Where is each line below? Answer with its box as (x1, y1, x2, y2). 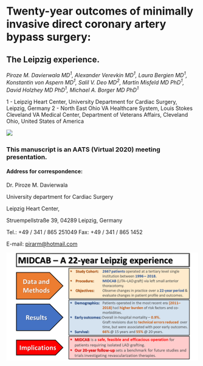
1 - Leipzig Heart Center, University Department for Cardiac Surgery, (6, 98, 177, 105)
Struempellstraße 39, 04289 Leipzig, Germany (6, 217, 123, 224)
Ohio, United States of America (6, 117, 84, 125)
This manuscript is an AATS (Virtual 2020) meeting (6, 145, 161, 153)
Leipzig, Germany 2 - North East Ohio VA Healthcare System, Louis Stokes (6, 105, 193, 112)
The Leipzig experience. (6, 54, 100, 64)
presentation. (6, 153, 47, 161)
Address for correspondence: (6, 168, 83, 175)
